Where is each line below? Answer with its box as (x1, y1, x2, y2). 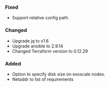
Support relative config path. (12, 15, 69, 21)
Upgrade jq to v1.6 (12, 38, 49, 43)
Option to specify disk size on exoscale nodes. (12, 71, 106, 77)
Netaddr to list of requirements (12, 76, 74, 82)
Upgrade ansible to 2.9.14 (12, 43, 63, 49)
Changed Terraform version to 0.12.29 (12, 48, 88, 54)
